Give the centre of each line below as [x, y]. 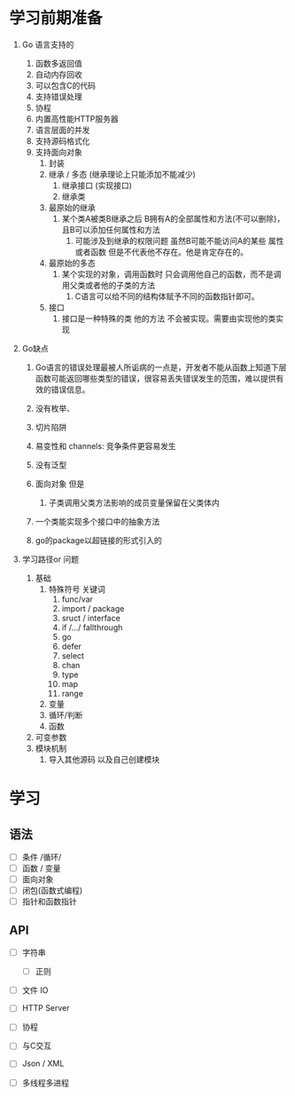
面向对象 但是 [60, 484]
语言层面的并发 [62, 130]
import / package [93, 608]
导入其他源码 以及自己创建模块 [104, 759]
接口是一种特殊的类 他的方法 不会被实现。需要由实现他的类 [169, 318]
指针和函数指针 [49, 902]
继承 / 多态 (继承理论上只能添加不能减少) [122, 174]
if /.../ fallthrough [92, 627]
